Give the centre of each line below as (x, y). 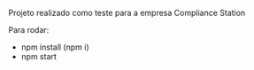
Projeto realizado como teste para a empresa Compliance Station (127, 13)
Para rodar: (29, 30)
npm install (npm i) (55, 47)
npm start (38, 56)
